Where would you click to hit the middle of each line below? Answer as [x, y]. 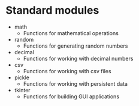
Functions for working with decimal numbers [78, 58]
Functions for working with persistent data [75, 83]
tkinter [22, 90]
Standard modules [52, 10]
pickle [22, 77]
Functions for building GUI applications [71, 96]
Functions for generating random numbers [75, 46]
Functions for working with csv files [67, 71]
